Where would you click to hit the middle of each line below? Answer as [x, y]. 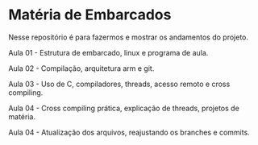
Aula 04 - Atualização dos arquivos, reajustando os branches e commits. [129, 132]
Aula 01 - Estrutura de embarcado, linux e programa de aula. [108, 52]
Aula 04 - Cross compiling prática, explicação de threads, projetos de [124, 108]
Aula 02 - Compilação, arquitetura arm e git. [81, 68]
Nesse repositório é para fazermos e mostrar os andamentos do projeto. [128, 37]
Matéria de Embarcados [90, 15]
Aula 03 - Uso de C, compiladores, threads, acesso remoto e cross [119, 84]
